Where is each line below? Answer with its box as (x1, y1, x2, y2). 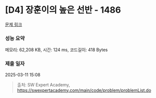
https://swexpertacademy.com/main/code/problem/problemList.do (17, 87, 152, 93)
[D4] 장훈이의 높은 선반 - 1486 (5, 4, 121, 16)
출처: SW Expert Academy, (17, 81, 70, 88)
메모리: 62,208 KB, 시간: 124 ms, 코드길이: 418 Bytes (5, 47, 108, 53)
